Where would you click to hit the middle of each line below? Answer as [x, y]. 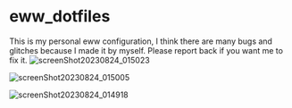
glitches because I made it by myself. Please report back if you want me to [146, 50]
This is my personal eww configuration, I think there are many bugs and [141, 41]
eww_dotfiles [60, 17]
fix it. [19, 60]
